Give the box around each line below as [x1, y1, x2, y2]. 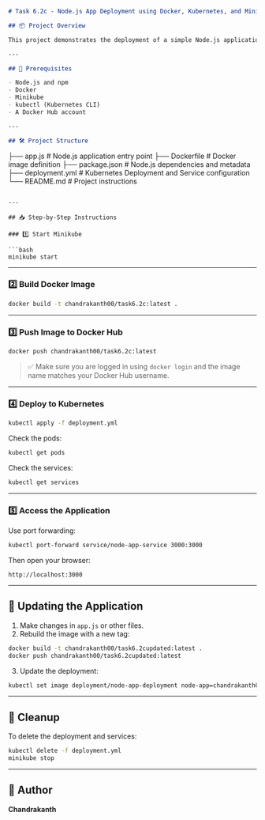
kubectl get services [8, 478, 80, 486]
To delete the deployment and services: [8, 731, 137, 741]
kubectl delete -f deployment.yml [8, 747, 122, 755]
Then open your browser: [8, 555, 91, 565]
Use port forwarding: [8, 526, 77, 535]
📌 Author [8, 784, 53, 797]
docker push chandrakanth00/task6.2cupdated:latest [8, 652, 181, 659]
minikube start [8, 253, 58, 261]
